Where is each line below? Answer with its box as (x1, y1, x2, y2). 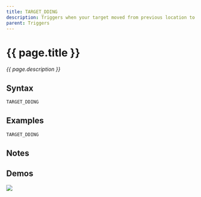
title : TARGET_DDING (6, 8, 58, 15)
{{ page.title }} (6, 46, 81, 59)
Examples (6, 115, 44, 126)
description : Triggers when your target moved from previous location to (6, 14, 196, 20)
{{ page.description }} (6, 65, 61, 73)
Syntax (6, 83, 34, 93)
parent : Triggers (6, 20, 50, 26)
